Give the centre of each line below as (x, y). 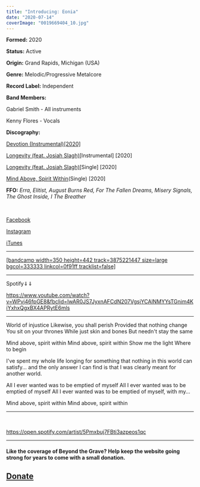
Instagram (18, 231)
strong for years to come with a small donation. (66, 457)
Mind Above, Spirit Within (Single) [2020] (56, 179)
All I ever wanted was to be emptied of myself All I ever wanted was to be (96, 385)
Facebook (18, 220)
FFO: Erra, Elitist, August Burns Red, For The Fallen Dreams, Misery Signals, (99, 190)
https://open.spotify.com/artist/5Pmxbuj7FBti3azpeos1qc (76, 432)
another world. (24, 373)
